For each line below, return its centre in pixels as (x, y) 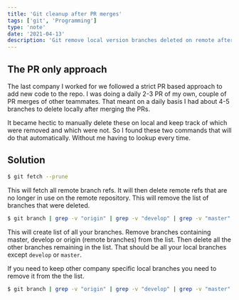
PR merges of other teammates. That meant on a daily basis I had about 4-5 (118, 101)
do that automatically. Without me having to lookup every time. (99, 138)
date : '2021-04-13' (36, 34)
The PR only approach (57, 69)
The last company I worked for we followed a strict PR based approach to (115, 86)
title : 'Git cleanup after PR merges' (65, 14)
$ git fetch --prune (38, 176)
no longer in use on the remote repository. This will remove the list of (108, 198)
